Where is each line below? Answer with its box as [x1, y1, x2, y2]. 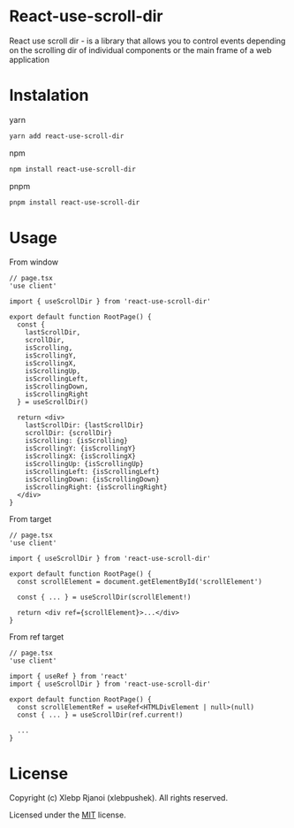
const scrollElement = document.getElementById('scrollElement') [17, 578, 263, 586]
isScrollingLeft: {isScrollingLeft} [25, 467, 161, 477]
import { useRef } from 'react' [9, 672, 128, 681]
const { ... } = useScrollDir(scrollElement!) [17, 593, 192, 602]
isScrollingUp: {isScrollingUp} [25, 460, 144, 469]
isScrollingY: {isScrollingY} [25, 444, 137, 453]
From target [9, 514, 52, 525]
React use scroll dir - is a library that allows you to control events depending [9, 35, 286, 46]
